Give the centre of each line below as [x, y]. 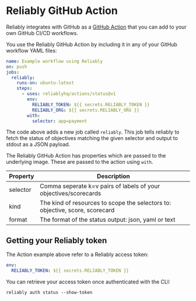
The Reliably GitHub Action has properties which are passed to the [86, 156]
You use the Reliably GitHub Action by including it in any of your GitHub [92, 44]
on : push [17, 66]
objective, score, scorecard [77, 210]
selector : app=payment [60, 121]
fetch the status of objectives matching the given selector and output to [92, 138]
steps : [24, 89]
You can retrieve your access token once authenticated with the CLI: [88, 282]
